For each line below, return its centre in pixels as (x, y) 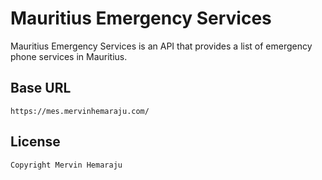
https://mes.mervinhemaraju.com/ (80, 111)
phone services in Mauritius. (69, 56)
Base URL (41, 88)
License (35, 142)
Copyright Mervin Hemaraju (66, 165)
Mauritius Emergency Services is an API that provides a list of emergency (161, 46)
